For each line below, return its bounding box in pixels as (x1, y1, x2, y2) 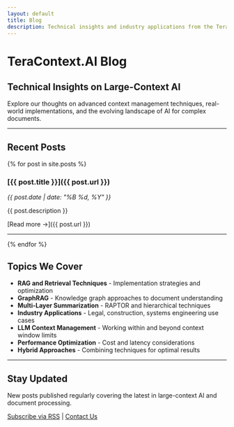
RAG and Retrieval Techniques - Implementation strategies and (17, 279, 201, 287)
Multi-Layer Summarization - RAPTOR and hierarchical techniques (17, 301, 211, 310)
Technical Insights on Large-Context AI (7, 81, 181, 93)
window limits (17, 331, 57, 340)
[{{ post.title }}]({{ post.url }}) (7, 178, 110, 187)
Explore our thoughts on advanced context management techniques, (7, 99, 204, 108)
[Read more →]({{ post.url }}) (7, 220, 91, 229)
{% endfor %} (7, 240, 47, 249)
